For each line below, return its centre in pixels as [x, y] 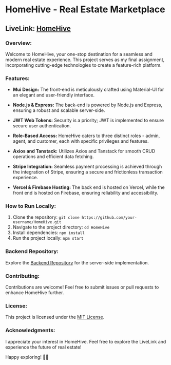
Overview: [18, 43]
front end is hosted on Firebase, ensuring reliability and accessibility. [85, 193]
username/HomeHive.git [37, 222]
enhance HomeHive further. [35, 293]
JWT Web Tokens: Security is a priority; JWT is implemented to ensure [88, 120]
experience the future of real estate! [43, 347]
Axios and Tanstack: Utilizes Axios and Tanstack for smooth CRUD [84, 151]
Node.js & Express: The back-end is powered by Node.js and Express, [88, 105]
